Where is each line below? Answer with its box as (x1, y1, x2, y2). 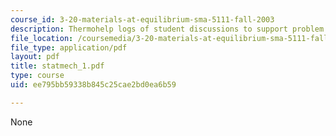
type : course (10, 71, 65, 81)
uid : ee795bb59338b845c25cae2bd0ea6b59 (10, 80, 177, 90)
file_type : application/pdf (10, 42, 128, 53)
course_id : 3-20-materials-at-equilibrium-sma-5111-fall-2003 (10, 14, 275, 25)
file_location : (10, 33, 74, 43)
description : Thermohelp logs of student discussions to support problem (10, 24, 325, 34)
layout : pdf (10, 52, 60, 62)
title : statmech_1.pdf (10, 61, 105, 71)
